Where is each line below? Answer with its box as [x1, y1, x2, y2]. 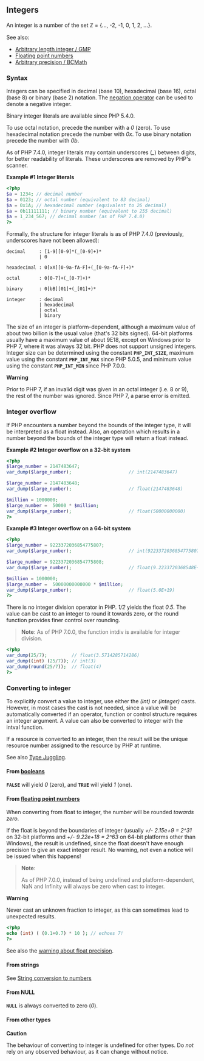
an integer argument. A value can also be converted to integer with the [6, 717, 183, 724]
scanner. [6, 161, 29, 169]
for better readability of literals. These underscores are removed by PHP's [6, 155, 191, 163]
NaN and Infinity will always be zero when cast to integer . [21, 883, 165, 890]
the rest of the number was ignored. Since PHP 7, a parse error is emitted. [6, 392, 191, 400]
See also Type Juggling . [6, 753, 67, 761]
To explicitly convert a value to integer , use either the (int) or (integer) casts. [6, 697, 197, 704]
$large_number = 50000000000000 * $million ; [6, 581, 123, 587]
